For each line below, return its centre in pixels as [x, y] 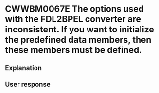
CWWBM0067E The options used [75, 9]
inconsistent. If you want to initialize [79, 30]
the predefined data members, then [78, 40]
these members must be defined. [74, 50]
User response [28, 84]
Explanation [24, 68]
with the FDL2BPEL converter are [73, 19]
